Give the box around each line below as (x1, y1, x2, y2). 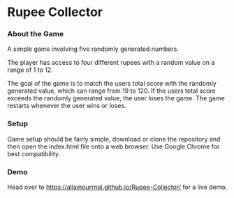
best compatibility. (7, 149, 61, 158)
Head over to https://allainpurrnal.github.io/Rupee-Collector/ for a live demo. (7, 183, 228, 192)
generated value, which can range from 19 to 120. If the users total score (7, 86, 217, 95)
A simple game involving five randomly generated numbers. (7, 45, 180, 53)
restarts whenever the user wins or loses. (7, 102, 127, 110)
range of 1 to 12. (7, 66, 54, 74)
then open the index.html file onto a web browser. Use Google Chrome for (7, 142, 220, 151)
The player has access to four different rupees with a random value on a (7, 59, 215, 67)
